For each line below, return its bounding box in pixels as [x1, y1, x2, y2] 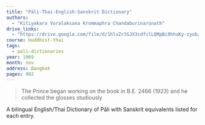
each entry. [6, 112, 35, 120]
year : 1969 [6, 54, 34, 60]
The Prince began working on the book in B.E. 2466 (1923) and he [21, 87, 188, 95]
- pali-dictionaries [12, 49, 64, 55]
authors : [6, 15, 29, 21]
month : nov [6, 59, 34, 66]
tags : [6, 43, 20, 49]
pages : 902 [6, 71, 34, 77]
